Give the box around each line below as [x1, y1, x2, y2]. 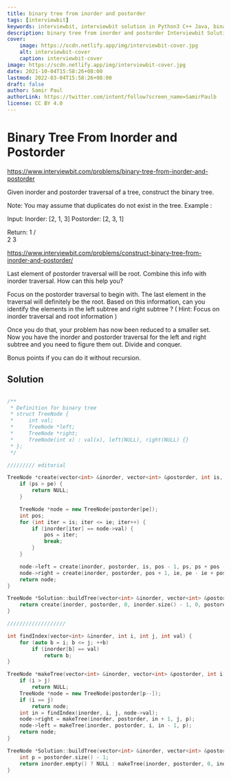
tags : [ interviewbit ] [7, 17, 69, 23]
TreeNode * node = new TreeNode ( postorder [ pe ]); [19, 505, 158, 513]
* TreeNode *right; [10, 430, 78, 437]
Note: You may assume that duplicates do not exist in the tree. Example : [7, 201, 212, 209]
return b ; [43, 652, 72, 659]
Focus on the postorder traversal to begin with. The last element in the [7, 290, 206, 298]
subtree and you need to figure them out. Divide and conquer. [7, 340, 182, 349]
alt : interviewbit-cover [19, 49, 91, 56]
